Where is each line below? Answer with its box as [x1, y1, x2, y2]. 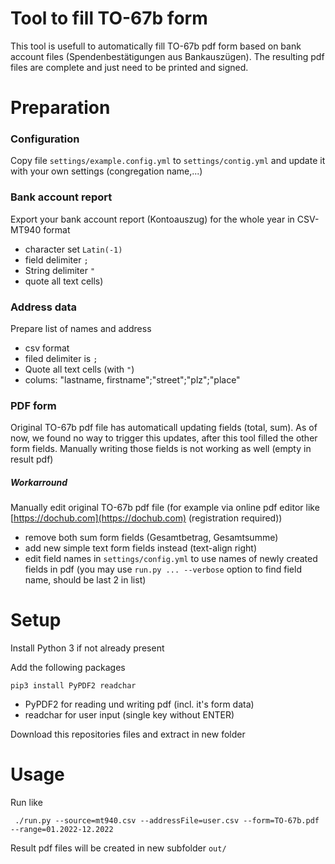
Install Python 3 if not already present [10, 642, 165, 654]
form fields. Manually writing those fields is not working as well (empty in [10, 443, 312, 455]
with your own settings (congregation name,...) [10, 165, 203, 177]
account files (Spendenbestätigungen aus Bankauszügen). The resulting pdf [10, 50, 325, 62]
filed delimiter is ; [24, 353, 98, 365]
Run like [10, 797, 43, 809]
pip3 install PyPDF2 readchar [10, 681, 137, 691]
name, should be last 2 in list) [24, 574, 147, 586]
